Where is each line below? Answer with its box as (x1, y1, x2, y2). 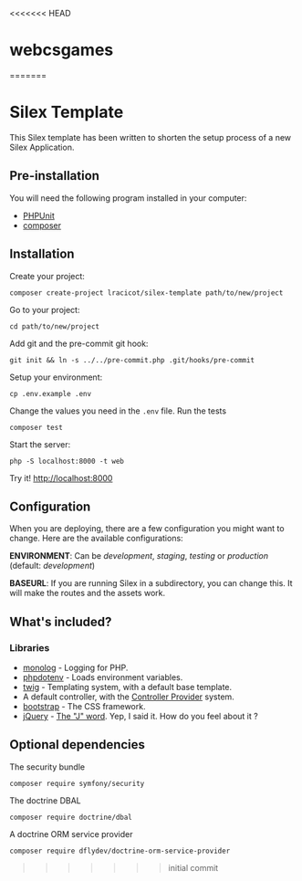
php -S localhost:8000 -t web (9, 456, 125, 466)
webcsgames (9, 40, 114, 60)
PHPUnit (22, 210, 55, 221)
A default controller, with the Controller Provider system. (22, 691, 234, 702)
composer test (9, 423, 64, 432)
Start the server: (9, 438, 71, 450)
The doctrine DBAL (9, 794, 81, 806)
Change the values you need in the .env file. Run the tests (9, 405, 226, 416)
